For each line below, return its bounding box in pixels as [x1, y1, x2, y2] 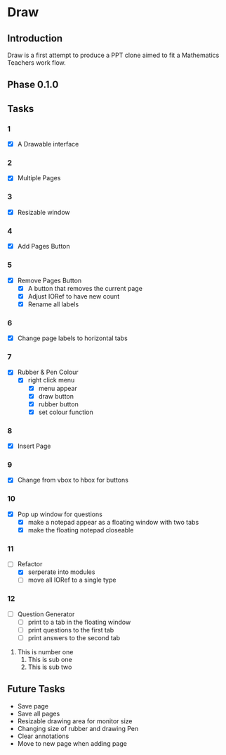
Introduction [7, 32, 63, 44]
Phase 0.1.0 [7, 79, 59, 91]
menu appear [38, 384, 77, 392]
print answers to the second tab [27, 633, 121, 642]
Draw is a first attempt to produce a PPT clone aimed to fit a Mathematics [7, 51, 220, 59]
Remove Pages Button [17, 276, 82, 285]
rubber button [38, 399, 79, 408]
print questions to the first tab [27, 625, 114, 634]
